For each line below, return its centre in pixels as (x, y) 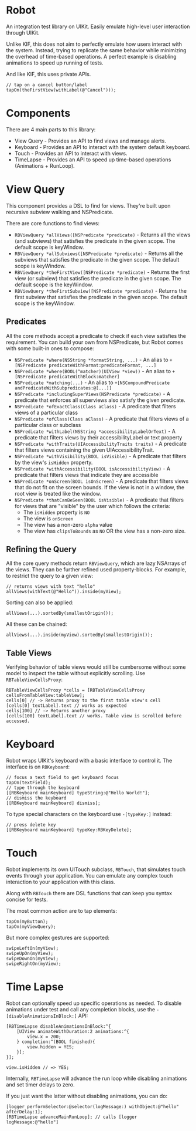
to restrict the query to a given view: (50, 576)
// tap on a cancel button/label (47, 85)
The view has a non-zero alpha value (68, 524)
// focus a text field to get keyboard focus (62, 778)
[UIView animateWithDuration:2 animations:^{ (73, 1032)
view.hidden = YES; (51, 1047)
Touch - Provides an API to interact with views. (71, 153)
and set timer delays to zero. (40, 1085)
